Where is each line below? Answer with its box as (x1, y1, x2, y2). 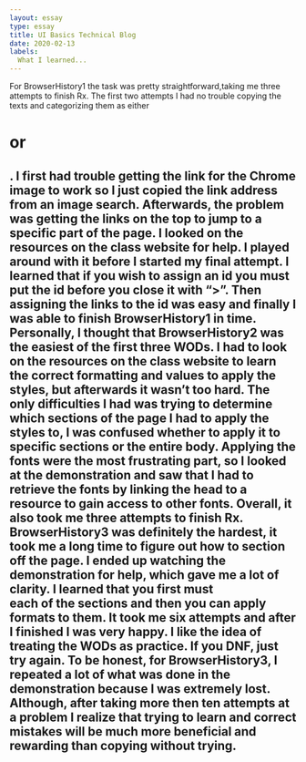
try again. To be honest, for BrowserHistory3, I (9, 653, 278, 668)
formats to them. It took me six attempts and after (9, 610, 296, 625)
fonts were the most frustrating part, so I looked (9, 453, 287, 469)
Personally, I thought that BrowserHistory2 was (9, 324, 284, 340)
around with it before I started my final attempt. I (9, 253, 290, 269)
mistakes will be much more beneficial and (9, 724, 257, 739)
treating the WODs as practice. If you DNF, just (9, 638, 280, 654)
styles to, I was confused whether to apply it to (9, 425, 280, 440)
